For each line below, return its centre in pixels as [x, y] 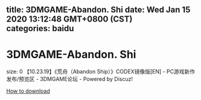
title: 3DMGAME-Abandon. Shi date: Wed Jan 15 [98, 10]
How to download [28, 91]
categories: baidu [40, 28]
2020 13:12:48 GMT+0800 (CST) [69, 19]
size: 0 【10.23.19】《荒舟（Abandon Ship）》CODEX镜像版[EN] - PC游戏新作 [101, 72]
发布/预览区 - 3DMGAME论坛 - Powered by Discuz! [70, 79]
